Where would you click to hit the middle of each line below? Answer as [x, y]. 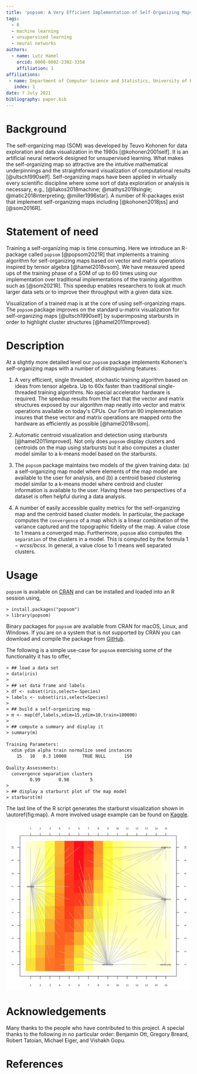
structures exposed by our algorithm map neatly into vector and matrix [100, 405]
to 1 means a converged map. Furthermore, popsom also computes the [98, 533]
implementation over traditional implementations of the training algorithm [94, 279]
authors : [17, 50]
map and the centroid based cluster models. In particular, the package [99, 514]
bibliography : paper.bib [36, 99]
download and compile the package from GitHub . [65, 639]
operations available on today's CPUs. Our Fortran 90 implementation [98, 411]
